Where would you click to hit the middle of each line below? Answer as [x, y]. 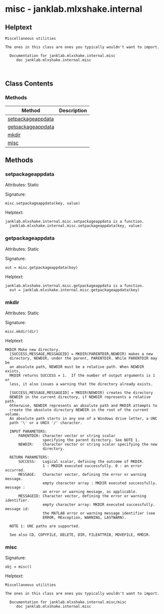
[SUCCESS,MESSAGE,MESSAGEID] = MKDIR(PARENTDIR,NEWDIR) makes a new [81, 354]
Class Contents [29, 84]
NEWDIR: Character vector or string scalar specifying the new [88, 444]
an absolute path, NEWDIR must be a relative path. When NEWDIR [77, 367]
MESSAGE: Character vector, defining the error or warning [82, 474]
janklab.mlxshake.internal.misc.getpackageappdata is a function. [75, 286]
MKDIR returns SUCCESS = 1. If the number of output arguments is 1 [82, 375]
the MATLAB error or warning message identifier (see [99, 513]
